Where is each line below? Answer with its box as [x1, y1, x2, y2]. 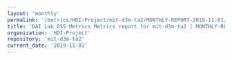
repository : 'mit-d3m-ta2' [7, 36, 85, 43]
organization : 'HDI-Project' [7, 29, 91, 37]
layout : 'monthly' [7, 10, 60, 17]
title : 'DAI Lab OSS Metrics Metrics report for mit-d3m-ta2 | [7, 23, 193, 30]
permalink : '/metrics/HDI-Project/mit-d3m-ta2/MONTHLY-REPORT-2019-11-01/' [7, 17, 230, 23]
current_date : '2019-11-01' [7, 42, 88, 49]
